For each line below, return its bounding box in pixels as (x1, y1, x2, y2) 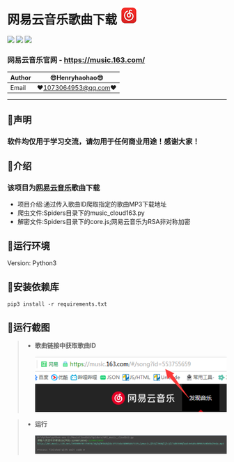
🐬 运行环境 (7, 240, 50, 252)
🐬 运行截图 (7, 321, 50, 334)
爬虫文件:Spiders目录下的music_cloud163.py (17, 209, 145, 217)
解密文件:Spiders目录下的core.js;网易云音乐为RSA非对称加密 (17, 218, 191, 226)
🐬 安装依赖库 (7, 281, 59, 292)
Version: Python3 (7, 259, 57, 267)
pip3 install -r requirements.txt (7, 301, 108, 308)
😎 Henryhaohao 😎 (49, 73, 104, 82)
